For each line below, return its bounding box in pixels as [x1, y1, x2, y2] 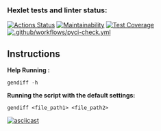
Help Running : [7, 66, 50, 74]
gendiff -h [7, 79, 38, 87]
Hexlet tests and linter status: [7, 5, 108, 15]
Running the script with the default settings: [7, 91, 136, 100]
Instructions [7, 48, 60, 59]
